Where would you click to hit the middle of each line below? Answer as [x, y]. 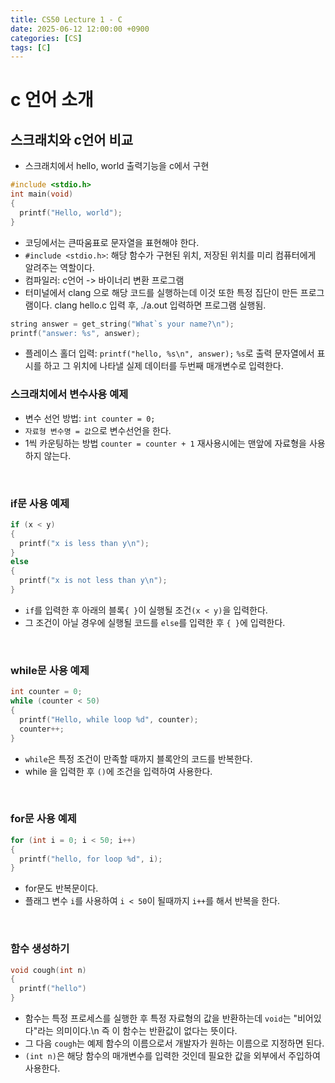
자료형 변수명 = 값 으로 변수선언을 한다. [98, 430]
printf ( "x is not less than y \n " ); [93, 581]
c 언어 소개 [52, 100]
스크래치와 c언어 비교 [72, 139]
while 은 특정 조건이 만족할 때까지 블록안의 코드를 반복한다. [138, 758]
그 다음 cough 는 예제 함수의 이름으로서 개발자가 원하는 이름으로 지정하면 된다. [174, 1043]
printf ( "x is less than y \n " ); [84, 543]
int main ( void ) [42, 194]
